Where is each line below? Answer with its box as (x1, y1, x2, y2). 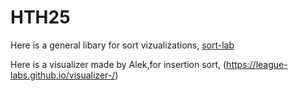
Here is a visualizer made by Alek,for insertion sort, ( (10, 58, 227, 70)
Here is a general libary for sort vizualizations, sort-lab (10, 39, 235, 51)
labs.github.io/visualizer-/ (10, 69, 116, 81)
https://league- (226, 58, 288, 70)
